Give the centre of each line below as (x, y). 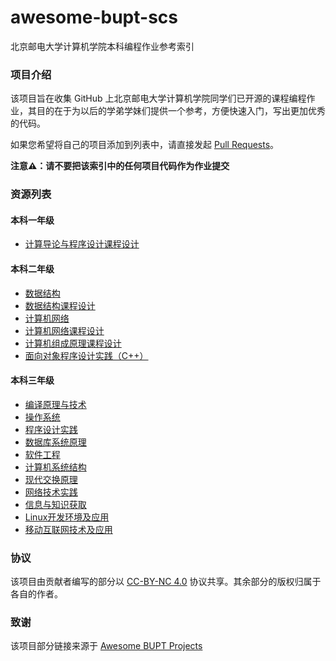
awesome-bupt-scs (94, 17)
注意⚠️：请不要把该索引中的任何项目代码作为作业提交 (120, 166)
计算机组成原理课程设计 (73, 343)
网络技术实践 (51, 492)
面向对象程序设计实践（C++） (86, 355)
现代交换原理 (51, 479)
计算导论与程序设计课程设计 (82, 244)
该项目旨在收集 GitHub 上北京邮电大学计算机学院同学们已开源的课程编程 (158, 98)
